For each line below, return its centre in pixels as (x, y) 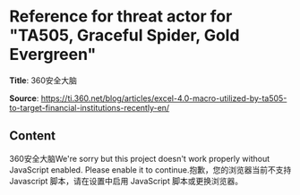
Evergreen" (53, 55)
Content (33, 136)
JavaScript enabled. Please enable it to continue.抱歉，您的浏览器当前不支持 (150, 170)
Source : (24, 98)
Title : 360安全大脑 (43, 80)
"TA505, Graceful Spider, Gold (124, 35)
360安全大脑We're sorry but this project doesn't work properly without (140, 158)
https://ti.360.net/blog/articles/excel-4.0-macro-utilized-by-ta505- (164, 98)
